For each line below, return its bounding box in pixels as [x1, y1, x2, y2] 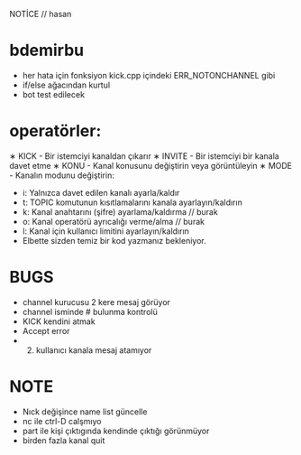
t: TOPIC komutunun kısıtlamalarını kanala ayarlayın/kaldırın [22, 197, 243, 208]
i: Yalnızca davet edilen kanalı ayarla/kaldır [22, 187, 180, 198]
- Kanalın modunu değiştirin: [9, 170, 114, 181]
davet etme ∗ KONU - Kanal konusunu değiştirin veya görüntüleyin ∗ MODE [9, 160, 293, 171]
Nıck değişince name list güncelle [22, 406, 148, 417]
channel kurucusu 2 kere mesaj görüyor [22, 296, 171, 307]
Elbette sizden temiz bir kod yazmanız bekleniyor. [22, 235, 206, 246]
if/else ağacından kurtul [22, 79, 111, 90]
